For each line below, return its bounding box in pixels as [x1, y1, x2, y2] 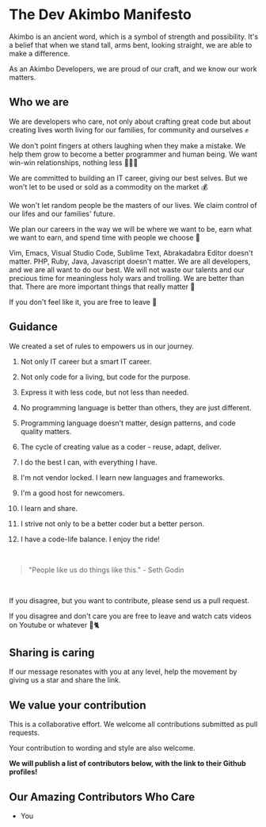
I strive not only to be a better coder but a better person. [20, 518, 205, 529]
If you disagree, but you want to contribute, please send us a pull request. [9, 595, 250, 605]
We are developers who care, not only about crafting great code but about [9, 117, 252, 126]
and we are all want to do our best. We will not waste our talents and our [9, 264, 245, 275]
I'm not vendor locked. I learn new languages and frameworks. [20, 472, 225, 482]
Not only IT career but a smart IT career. [20, 356, 152, 366]
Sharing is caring [9, 645, 95, 660]
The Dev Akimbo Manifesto [9, 6, 192, 24]
